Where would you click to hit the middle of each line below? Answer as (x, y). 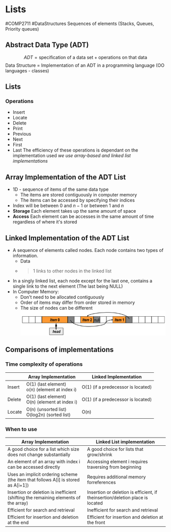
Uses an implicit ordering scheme (42, 474)
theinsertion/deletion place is (118, 497)
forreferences (102, 483)
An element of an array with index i (44, 462)
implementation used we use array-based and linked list (72, 156)
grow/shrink (100, 454)
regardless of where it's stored (45, 222)
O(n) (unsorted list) (47, 409)
